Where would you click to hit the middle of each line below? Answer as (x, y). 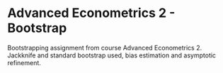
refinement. (24, 62)
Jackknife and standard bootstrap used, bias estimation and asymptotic (112, 55)
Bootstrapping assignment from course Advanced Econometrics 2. (105, 47)
